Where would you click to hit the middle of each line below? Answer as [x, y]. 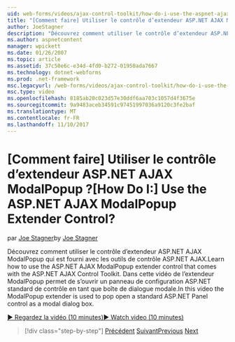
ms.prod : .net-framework [43, 79]
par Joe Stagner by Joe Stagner [52, 238]
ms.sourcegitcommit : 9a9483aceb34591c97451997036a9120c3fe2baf [101, 105]
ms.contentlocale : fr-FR [43, 118]
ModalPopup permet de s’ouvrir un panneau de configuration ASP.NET [109, 282]
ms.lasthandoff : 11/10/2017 [48, 124]
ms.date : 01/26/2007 [37, 53]
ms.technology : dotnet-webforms [54, 72]
